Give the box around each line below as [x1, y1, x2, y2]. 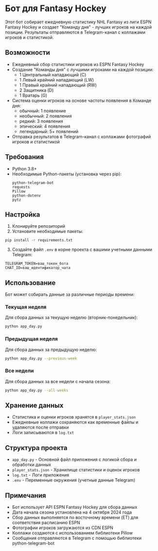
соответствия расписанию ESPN [12, 520, 80, 526]
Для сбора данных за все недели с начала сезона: [5, 378, 111, 384]
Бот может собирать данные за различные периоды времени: [5, 292, 135, 298]
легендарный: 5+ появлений [19, 128, 79, 134]
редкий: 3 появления [19, 118, 63, 124]
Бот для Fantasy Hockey [5, 3, 107, 14]
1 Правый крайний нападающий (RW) [19, 82, 97, 88]
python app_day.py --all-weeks [5, 388, 69, 393]
